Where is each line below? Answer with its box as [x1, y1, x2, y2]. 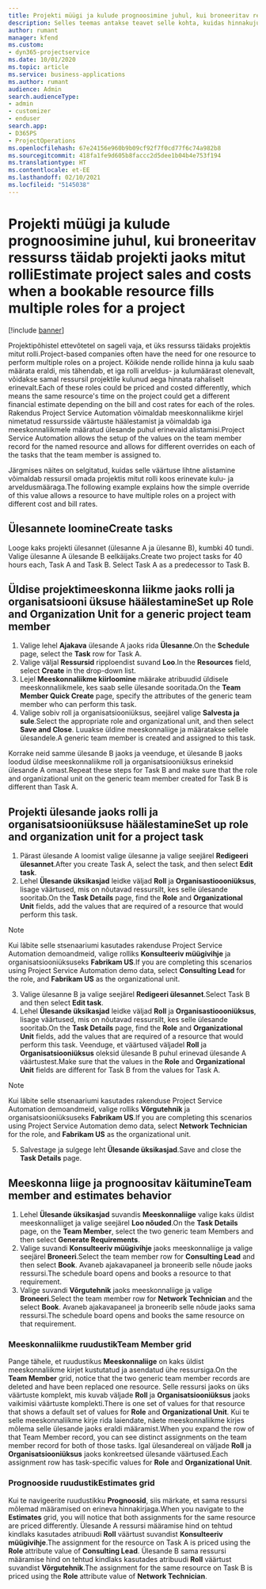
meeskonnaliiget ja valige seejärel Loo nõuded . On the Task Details [19, 1218, 238, 1227]
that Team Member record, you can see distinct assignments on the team [8, 1432, 247, 1442]
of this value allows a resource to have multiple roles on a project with [8, 490, 236, 500]
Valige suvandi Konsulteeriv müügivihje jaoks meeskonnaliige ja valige [19, 1243, 253, 1253]
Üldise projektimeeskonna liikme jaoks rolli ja [8, 583, 235, 596]
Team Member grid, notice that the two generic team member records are [8, 1374, 251, 1383]
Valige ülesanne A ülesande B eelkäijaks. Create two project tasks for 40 [8, 551, 243, 561]
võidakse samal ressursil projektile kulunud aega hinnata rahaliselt [8, 374, 224, 384]
